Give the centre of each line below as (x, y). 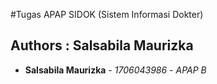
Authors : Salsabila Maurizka (102, 45)
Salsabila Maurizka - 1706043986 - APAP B (115, 70)
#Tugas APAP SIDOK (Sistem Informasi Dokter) (107, 14)
